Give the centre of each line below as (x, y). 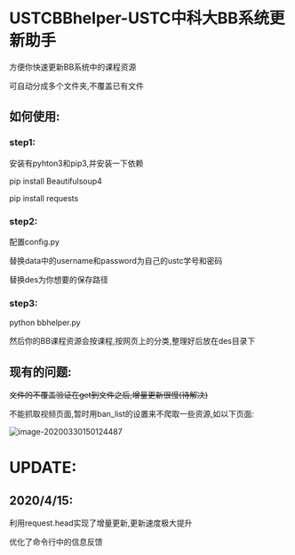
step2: (24, 221)
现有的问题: (41, 372)
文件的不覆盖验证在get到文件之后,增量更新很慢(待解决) (109, 395)
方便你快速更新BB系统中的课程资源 (73, 67)
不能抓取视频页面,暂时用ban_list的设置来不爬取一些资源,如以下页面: (132, 414)
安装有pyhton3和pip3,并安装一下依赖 (76, 163)
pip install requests (44, 198)
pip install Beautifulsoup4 (56, 181)
